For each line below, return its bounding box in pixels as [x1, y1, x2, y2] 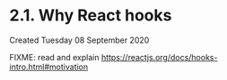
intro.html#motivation [9, 61, 89, 72]
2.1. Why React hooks [9, 5, 172, 26]
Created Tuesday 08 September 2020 [9, 35, 150, 45]
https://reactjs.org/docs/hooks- [100, 52, 218, 62]
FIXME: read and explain [9, 52, 100, 62]
